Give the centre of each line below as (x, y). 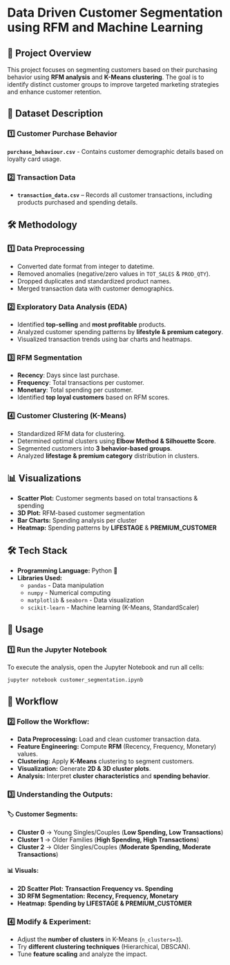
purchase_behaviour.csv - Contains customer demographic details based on (115, 151)
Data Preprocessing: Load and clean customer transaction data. (109, 739)
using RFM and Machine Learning (105, 27)
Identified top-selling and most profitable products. (92, 324)
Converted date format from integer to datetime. (86, 266)
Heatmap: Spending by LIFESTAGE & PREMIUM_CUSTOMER (104, 903)
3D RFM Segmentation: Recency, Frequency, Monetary (98, 896)
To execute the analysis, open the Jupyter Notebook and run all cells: (106, 667)
